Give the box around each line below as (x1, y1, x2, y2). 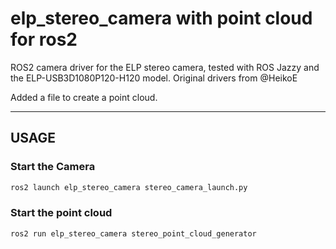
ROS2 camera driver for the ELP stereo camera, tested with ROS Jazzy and (10, 61, 320, 73)
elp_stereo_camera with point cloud (10, 7, 313, 30)
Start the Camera (10, 160, 96, 174)
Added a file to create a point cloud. (10, 91, 158, 103)
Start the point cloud (10, 206, 113, 220)
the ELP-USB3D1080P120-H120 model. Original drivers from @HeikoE (10, 72, 298, 84)
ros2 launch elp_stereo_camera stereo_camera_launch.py (10, 182, 248, 192)
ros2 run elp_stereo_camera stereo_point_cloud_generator (10, 228, 257, 239)
